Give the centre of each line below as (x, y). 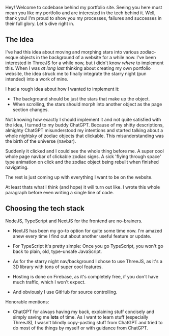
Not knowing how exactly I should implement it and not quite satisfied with (83, 119)
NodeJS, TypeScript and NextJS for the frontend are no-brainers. (74, 221)
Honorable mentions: (27, 302)
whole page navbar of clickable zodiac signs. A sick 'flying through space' (83, 156)
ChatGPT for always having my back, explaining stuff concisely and (83, 312)
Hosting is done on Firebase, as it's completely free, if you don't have (86, 276)
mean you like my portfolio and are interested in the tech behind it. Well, (81, 13)
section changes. (31, 110)
